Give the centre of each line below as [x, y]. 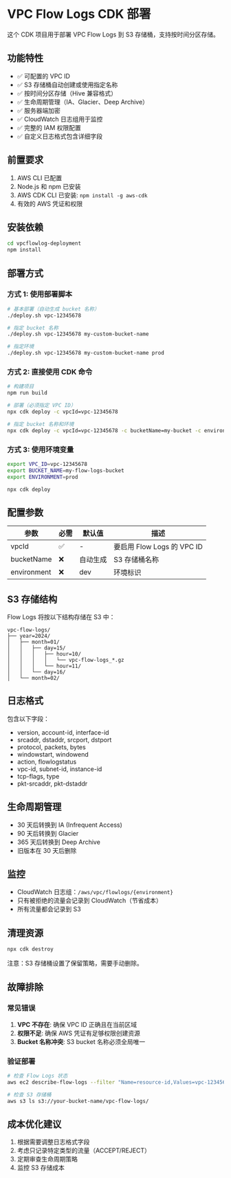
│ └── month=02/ [33, 678]
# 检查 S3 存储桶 [29, 1094]
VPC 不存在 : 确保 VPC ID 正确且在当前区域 [77, 1024]
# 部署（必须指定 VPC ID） [42, 405]
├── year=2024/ [29, 636]
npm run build [27, 393]
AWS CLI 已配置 [40, 178]
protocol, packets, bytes [51, 747]
